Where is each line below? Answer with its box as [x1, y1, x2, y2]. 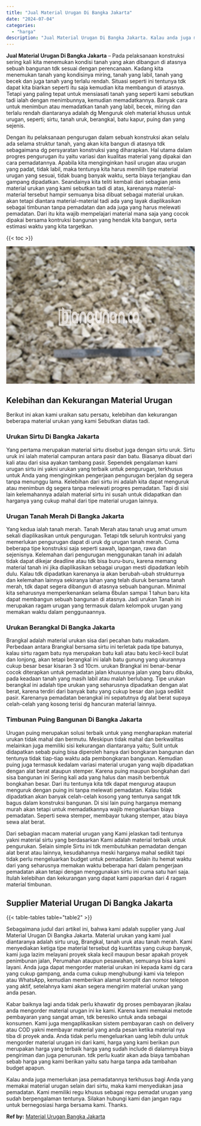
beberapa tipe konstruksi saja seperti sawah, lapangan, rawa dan [6, 545, 167, 552]
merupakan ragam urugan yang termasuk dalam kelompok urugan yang [6, 602, 183, 609]
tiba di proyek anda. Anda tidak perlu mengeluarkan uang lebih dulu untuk [6, 1033, 188, 1040]
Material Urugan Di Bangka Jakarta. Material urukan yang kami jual [6, 932, 171, 939]
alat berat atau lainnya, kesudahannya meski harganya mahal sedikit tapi [6, 849, 185, 856]
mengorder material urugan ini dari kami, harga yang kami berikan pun [6, 1039, 179, 1046]
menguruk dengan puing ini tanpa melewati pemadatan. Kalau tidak [6, 786, 172, 794]
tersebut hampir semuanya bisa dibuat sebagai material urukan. [27, 191, 184, 198]
